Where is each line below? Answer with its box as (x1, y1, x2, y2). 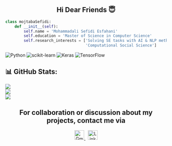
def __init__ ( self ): (14, 24, 58, 29)
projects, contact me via (47, 116, 125, 125)
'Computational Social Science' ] (85, 43, 157, 48)
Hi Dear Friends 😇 (56, 6, 116, 14)
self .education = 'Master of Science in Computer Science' (24, 33, 153, 39)
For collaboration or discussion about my (19, 108, 153, 117)
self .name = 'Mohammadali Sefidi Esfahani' (24, 29, 118, 34)
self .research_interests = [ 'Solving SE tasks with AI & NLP (24, 38, 157, 43)
